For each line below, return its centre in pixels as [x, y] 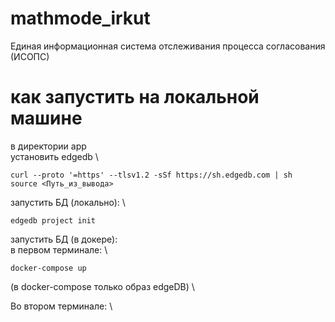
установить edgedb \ [54, 156]
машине [46, 118]
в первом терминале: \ [59, 249]
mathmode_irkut [80, 18]
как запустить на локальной [135, 97]
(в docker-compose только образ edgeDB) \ [102, 286]
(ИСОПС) [30, 56]
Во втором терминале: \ [61, 306]
